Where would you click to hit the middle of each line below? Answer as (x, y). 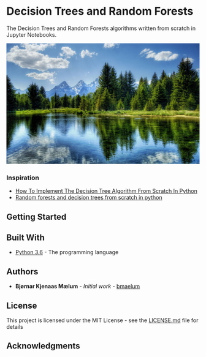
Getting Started (36, 216)
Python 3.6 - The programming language (67, 252)
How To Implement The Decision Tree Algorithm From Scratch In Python (106, 191)
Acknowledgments (44, 346)
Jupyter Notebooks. (32, 34)
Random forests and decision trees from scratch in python (89, 198)
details (15, 327)
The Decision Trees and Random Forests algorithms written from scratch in (101, 28)
